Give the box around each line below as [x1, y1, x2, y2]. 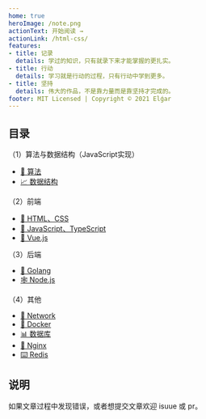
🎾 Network [19, 311, 57, 320]
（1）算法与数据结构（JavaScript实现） [8, 150, 139, 159]
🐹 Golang [19, 266, 51, 276]
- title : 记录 [8, 49, 54, 57]
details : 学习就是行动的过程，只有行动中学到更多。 [15, 72, 169, 80]
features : [8, 42, 42, 50]
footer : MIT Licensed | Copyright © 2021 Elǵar [8, 95, 172, 103]
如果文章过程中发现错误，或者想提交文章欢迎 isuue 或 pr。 [8, 401, 203, 411]
